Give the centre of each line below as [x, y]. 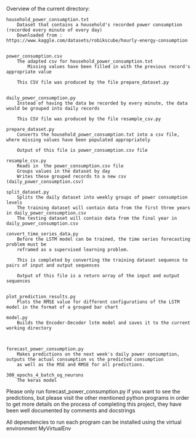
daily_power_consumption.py [41, 98]
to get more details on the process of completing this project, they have [94, 404]
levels [14, 203]
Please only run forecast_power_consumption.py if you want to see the [93, 391]
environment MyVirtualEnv [39, 428]
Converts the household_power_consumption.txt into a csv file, [98, 134]
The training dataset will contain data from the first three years [104, 208]
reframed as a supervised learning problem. [73, 250]
